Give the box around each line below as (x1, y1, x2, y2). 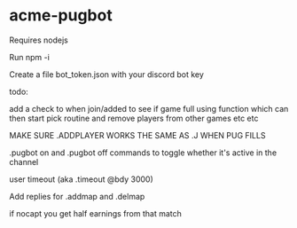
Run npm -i (9, 51, 51, 62)
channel (9, 156, 39, 167)
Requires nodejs (9, 35, 68, 45)
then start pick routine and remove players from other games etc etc (9, 113, 259, 123)
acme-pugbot (9, 5, 113, 26)
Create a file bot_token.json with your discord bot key (9, 68, 204, 80)
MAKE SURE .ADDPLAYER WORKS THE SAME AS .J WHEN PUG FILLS (9, 130, 266, 140)
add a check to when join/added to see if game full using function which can (9, 103, 289, 114)
